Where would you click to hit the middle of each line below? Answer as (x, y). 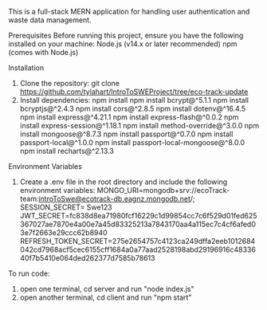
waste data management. (50, 20)
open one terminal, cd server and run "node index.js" (107, 289)
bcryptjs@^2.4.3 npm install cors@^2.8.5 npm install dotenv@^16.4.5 (133, 108)
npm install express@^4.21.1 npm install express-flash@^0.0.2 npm (129, 117)
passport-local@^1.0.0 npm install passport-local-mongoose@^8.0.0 (132, 142)
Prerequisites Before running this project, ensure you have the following (126, 35)
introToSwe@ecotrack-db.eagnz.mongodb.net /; (117, 199)
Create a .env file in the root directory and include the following (124, 182)
